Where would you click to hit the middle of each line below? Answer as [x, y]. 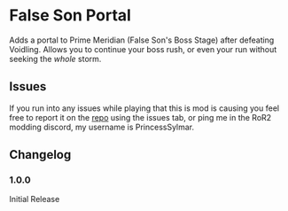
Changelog [40, 155]
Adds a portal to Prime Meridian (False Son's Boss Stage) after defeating [142, 40]
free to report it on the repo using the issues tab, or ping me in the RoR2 [140, 117]
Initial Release [35, 199]
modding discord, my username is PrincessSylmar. [102, 127]
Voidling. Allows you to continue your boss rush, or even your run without [143, 49]
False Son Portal [70, 16]
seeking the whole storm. [55, 59]
